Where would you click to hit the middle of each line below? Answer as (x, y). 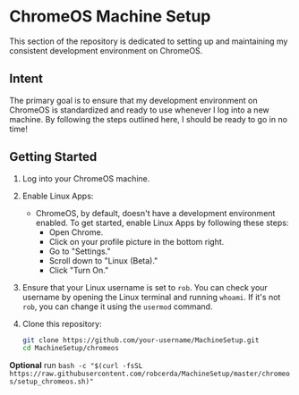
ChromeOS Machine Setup (110, 17)
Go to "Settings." (80, 251)
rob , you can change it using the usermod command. (117, 307)
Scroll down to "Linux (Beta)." (103, 260)
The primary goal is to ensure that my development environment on (133, 100)
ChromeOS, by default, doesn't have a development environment (155, 213)
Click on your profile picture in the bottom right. (137, 241)
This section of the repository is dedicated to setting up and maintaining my (149, 41)
